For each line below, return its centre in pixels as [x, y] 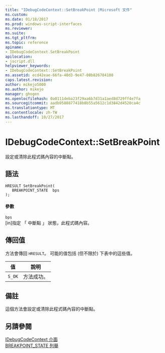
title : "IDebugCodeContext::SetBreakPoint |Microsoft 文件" [69, 10]
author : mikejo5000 [26, 84]
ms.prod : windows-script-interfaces [44, 24]
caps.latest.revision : [29, 80]
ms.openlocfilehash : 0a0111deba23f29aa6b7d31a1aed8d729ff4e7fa [73, 98]
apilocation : [19, 56]
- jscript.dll [20, 61]
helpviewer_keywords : [28, 66]
